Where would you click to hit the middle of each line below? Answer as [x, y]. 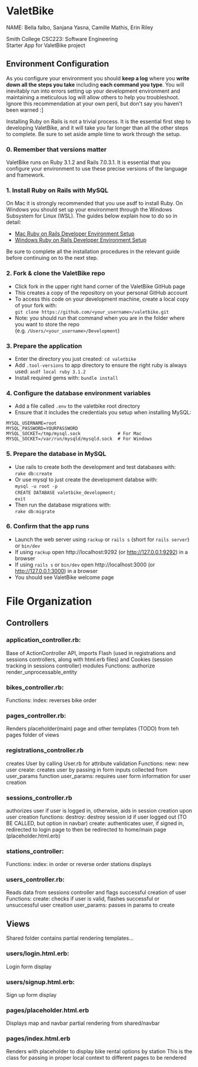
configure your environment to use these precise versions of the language [97, 169]
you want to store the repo [47, 324]
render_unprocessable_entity [41, 672]
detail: [14, 222]
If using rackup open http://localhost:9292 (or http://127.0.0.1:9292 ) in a [101, 552]
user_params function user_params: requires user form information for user [98, 776]
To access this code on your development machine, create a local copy [102, 299]
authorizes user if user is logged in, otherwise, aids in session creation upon [99, 810]
